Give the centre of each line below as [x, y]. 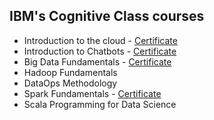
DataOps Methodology [70, 83]
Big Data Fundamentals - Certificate [97, 61]
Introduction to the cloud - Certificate [100, 40]
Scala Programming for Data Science [100, 104]
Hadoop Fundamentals [70, 72]
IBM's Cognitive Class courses [107, 16]
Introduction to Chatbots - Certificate [100, 51]
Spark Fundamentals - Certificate [92, 93]
